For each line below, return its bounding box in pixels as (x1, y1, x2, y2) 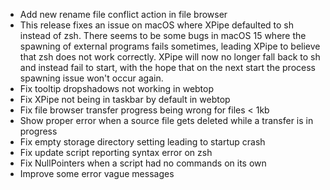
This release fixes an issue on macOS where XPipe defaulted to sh (19, 19, 295, 31)
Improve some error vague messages (19, 168, 175, 179)
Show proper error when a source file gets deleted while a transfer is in (19, 115, 314, 126)
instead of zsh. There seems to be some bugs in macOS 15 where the (19, 30, 307, 41)
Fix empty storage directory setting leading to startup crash (19, 136, 266, 148)
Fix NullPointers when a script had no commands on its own (19, 157, 267, 169)
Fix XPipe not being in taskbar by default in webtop (19, 94, 231, 105)
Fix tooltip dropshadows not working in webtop (19, 83, 215, 94)
